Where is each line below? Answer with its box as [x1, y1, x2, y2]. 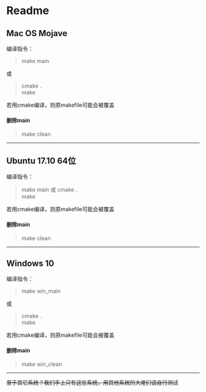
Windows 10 [6, 258, 55, 268]
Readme [6, 4, 50, 18]
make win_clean [21, 361, 63, 368]
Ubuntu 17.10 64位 [6, 156, 77, 166]
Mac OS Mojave [6, 28, 67, 39]
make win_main [21, 287, 61, 295]
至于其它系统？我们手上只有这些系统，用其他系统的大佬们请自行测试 [6, 379, 178, 386]
